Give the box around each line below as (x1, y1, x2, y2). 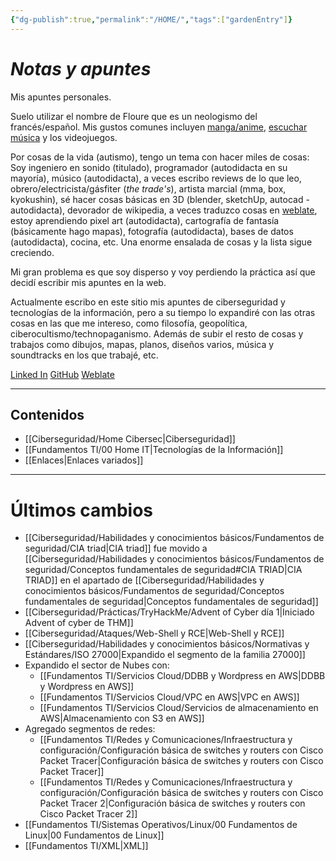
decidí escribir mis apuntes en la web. (10, 276, 167, 288)
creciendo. (10, 246, 55, 258)
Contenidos (10, 406, 85, 423)
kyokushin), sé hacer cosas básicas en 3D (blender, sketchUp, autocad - (10, 193, 310, 205)
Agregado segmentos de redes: (24, 723, 156, 735)
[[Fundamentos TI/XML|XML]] (24, 840, 149, 852)
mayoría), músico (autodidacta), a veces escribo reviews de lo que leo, (10, 172, 302, 184)
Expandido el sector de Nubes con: (24, 659, 170, 671)
